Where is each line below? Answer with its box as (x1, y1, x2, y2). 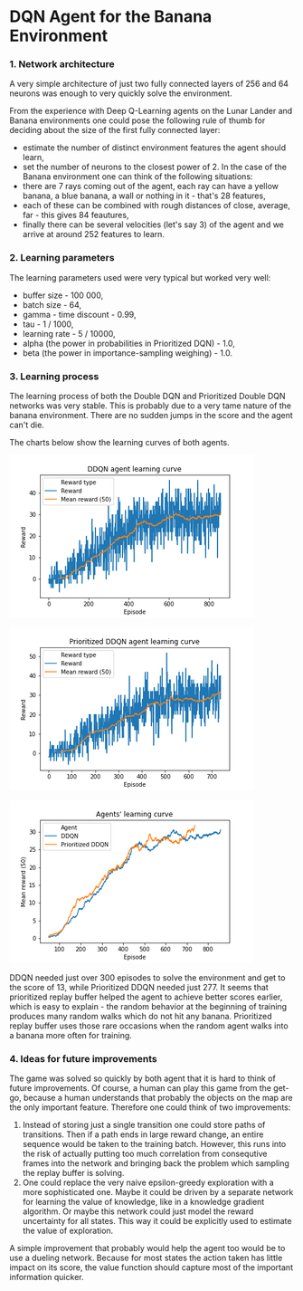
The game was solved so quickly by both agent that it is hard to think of (9, 1073, 276, 1084)
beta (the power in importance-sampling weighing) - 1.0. (22, 347, 233, 359)
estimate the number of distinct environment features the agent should (22, 142, 287, 153)
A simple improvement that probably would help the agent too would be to (9, 1243, 286, 1254)
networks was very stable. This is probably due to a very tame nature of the (9, 400, 292, 411)
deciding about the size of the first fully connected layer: (9, 125, 221, 136)
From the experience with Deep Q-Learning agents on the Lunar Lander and (9, 106, 293, 117)
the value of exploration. (22, 1225, 114, 1237)
